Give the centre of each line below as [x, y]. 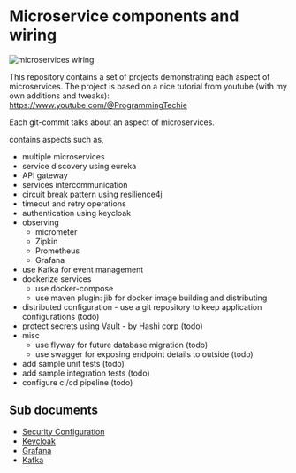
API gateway [45, 175]
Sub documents [54, 411]
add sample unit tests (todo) [73, 363]
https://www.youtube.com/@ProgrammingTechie [99, 105]
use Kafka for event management [83, 269]
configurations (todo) [61, 316]
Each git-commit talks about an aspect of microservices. [112, 122]
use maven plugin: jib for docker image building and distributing [151, 298]
